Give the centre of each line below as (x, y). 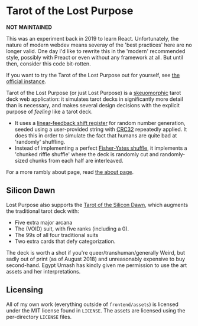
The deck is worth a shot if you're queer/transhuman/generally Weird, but (95, 252)
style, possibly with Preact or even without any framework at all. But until (95, 57)
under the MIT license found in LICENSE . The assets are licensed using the (96, 310)
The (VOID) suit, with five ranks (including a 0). (72, 229)
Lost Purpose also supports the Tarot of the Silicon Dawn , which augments (97, 205)
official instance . (26, 81)
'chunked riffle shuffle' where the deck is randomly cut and (87, 154)
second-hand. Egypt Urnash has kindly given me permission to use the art (97, 265)
